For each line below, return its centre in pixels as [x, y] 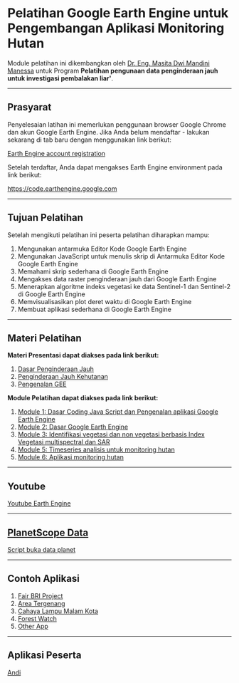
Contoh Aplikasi [44, 579]
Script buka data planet [42, 549]
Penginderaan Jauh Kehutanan [63, 377]
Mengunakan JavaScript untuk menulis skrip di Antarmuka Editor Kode [121, 256]
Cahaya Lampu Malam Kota [58, 611]
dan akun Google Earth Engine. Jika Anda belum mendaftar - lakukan [108, 132]
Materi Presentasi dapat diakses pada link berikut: [83, 355]
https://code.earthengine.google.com [62, 188]
